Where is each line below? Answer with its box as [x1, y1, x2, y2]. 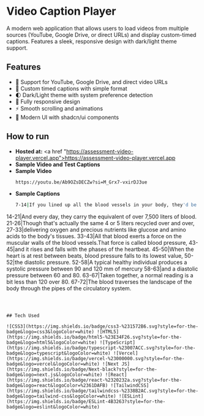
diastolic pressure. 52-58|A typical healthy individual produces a [24, 259, 187, 266]
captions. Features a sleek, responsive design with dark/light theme [6, 37, 177, 45]
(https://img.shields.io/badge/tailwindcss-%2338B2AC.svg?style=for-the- [6, 388, 199, 394]
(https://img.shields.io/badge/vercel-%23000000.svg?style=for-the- [6, 356, 185, 362]
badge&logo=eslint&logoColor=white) [6, 404, 100, 410]
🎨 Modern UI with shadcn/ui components [15, 114, 119, 121]
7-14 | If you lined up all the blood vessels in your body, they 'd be [15, 202, 197, 208]
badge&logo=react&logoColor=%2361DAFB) [6, 382, 108, 389]
